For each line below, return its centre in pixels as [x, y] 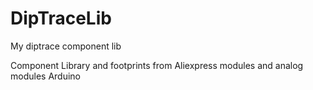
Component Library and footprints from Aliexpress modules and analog [157, 65]
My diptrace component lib [66, 46]
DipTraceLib [61, 18]
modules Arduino [45, 76]
